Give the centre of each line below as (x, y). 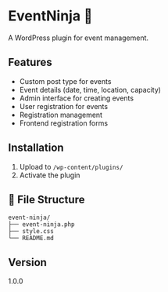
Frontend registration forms (63, 123)
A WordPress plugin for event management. (79, 38)
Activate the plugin (50, 175)
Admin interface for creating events (77, 98)
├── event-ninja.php (42, 224)
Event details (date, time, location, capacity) (90, 89)
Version (27, 262)
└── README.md (31, 239)
